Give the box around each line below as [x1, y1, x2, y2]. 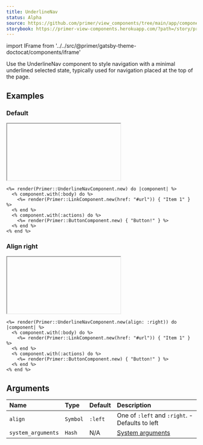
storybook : [6, 25, 34, 32]
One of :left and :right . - [117, 411, 193, 420]
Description [117, 401, 152, 409]
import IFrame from [6, 42, 54, 50]
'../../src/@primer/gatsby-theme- [55, 42, 137, 50]
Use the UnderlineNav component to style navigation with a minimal [6, 60, 175, 68]
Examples [6, 91, 44, 101]
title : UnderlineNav [6, 8, 59, 15]
